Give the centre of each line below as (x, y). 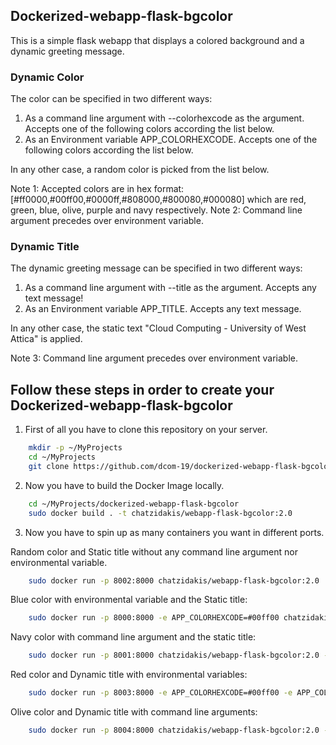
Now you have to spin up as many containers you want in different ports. (174, 532)
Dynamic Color (47, 77)
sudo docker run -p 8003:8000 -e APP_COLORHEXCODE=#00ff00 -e (160, 693)
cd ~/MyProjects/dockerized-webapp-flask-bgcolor (134, 504)
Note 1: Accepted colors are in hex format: (97, 189)
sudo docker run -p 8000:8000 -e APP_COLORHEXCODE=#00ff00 (154, 618)
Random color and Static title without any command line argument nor (154, 551)
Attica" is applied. (46, 339)
